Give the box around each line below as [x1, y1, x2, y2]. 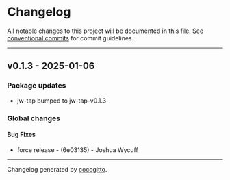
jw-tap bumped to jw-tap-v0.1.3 [16, 97, 107, 105]
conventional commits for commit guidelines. [7, 34, 134, 42]
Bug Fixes [7, 131, 36, 139]
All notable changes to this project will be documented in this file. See [7, 27, 204, 35]
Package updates [7, 81, 66, 90]
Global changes [7, 114, 60, 123]
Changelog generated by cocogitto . [7, 165, 107, 173]
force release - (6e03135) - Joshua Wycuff [16, 145, 138, 154]
